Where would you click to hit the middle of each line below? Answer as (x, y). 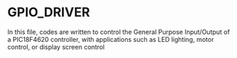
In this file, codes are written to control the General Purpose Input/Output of (119, 32)
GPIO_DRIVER (49, 12)
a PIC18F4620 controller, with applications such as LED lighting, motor (111, 39)
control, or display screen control (56, 47)
